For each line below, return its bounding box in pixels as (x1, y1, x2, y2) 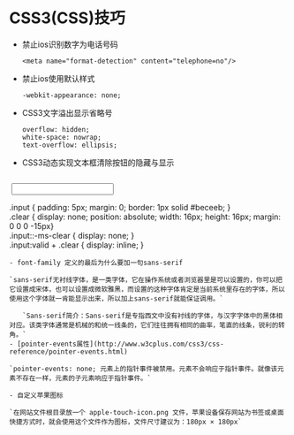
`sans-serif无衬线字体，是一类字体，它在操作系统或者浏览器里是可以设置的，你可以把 (9, 275, 283, 284)
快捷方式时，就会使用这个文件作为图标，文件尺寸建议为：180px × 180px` (9, 417, 243, 426)
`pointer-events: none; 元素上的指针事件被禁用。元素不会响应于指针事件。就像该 (9, 364, 278, 373)
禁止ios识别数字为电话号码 (21, 39, 118, 50)
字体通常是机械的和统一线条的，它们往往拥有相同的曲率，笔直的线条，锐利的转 (41, 320, 285, 330)
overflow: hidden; (21, 125, 90, 134)
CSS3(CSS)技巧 (9, 8, 125, 28)
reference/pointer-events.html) (9, 347, 128, 356)
